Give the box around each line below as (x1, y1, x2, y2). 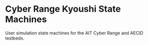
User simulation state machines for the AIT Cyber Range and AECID (5, 30, 144, 36)
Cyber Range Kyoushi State (5, 3, 121, 15)
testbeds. (5, 35, 25, 41)
